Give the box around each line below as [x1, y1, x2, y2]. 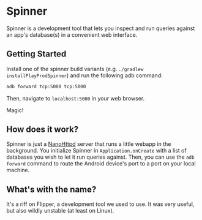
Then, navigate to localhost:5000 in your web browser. [6, 94, 145, 102]
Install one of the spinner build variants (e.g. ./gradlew [6, 65, 144, 72]
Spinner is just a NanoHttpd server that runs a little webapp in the [6, 140, 171, 148]
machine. [6, 167, 30, 174]
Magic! [6, 106, 24, 114]
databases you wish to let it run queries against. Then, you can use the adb [6, 153, 195, 161]
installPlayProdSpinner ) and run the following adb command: [6, 72, 163, 79]
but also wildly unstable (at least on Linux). [6, 207, 114, 214]
